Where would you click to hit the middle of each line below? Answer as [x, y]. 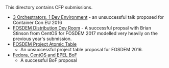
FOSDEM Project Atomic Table [45, 44]
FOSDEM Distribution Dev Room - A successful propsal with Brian [82, 28]
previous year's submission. [42, 39]
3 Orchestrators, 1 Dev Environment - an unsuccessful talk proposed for [88, 17]
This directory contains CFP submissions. [49, 7]
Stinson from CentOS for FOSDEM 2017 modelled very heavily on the [85, 33]
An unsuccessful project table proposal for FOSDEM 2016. [81, 49]
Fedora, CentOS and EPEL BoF [45, 55]
